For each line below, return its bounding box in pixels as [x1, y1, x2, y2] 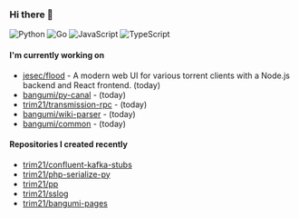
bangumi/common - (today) [22, 118, 127, 129]
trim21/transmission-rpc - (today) [22, 99, 148, 110]
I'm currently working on [9, 49, 105, 60]
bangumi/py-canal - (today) [22, 89, 127, 100]
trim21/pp [22, 178, 59, 189]
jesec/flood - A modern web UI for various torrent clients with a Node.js [22, 70, 290, 81]
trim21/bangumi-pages [22, 197, 109, 208]
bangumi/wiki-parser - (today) [22, 108, 136, 119]
